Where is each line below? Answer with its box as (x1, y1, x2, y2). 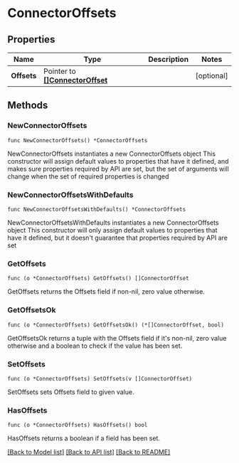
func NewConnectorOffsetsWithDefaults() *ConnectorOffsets (7, 206, 186, 213)
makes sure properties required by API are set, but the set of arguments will (7, 164, 229, 173)
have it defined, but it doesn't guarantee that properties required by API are (7, 233, 228, 242)
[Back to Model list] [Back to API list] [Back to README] (7, 448, 171, 457)
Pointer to (43, 66, 76, 76)
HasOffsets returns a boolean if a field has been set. (7, 434, 160, 442)
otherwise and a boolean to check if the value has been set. (7, 341, 183, 350)
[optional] (195, 71, 228, 80)
